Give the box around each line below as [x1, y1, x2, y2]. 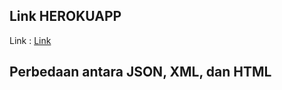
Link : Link [9, 34, 52, 46]
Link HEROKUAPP [9, 8, 122, 25]
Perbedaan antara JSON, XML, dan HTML [9, 64, 272, 81]
